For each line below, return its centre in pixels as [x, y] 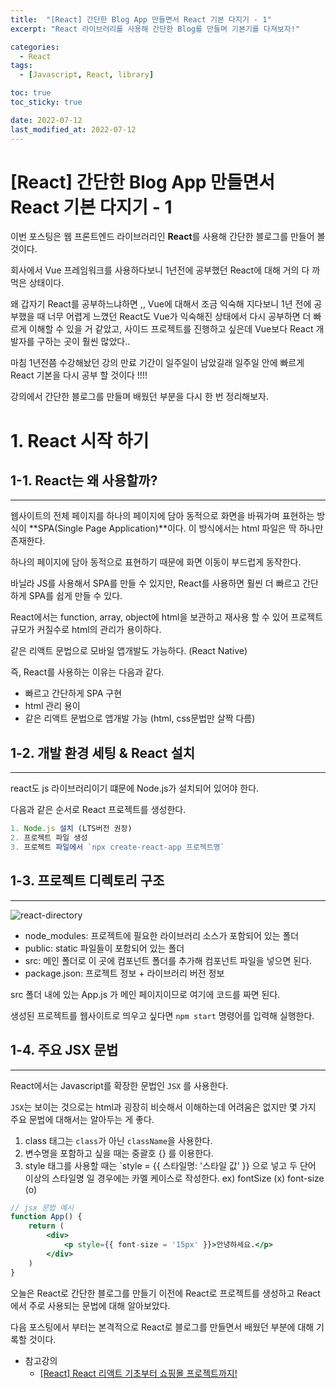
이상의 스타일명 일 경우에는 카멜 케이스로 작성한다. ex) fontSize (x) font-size [174, 1178]
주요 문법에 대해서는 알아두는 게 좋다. [82, 1119]
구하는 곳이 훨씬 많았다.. [83, 342]
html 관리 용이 [52, 706]
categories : [35, 47]
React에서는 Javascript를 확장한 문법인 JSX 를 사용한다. [119, 1085]
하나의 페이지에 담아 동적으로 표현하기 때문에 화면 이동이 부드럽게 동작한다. [156, 562]
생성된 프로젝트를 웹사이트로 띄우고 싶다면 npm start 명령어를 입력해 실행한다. [162, 1015]
